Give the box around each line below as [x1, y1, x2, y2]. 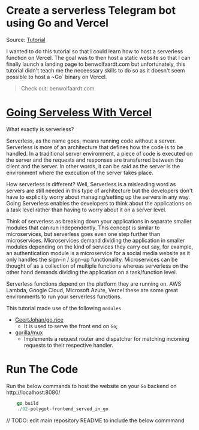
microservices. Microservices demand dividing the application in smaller [6, 237, 185, 244]
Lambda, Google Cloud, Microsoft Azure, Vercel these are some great [6, 286, 179, 293]
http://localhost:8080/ [6, 389, 61, 396]
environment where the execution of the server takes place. [6, 169, 154, 176]
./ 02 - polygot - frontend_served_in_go [17, 405, 109, 412]
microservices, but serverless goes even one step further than [6, 230, 161, 237]
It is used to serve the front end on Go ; [23, 322, 118, 329]
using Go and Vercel [6, 16, 109, 30]
